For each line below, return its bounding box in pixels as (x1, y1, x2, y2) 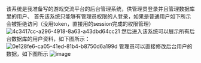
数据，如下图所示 (6, 50, 48, 57)
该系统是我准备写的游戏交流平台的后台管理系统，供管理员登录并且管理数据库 (6, 5, 195, 12)
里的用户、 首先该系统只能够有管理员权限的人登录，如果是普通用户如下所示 (6, 13, 191, 20)
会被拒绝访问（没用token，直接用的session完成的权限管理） (6, 20, 154, 27)
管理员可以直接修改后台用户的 (118, 43, 193, 50)
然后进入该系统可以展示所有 (121, 28, 190, 35)
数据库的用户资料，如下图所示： (11, 35, 90, 42)
